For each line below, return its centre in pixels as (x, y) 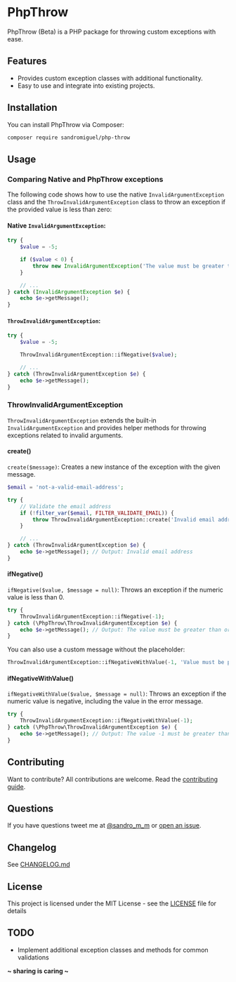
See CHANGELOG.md (39, 865)
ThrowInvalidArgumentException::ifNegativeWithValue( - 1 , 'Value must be (116, 663)
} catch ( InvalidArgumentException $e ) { (69, 292)
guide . (17, 786)
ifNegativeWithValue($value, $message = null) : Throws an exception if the (117, 694)
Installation (32, 108)
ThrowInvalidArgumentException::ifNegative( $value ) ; (99, 355)
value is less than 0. (36, 597)
